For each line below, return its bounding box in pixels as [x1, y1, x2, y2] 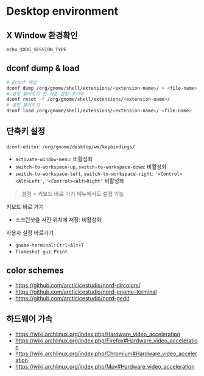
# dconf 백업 [6, 79, 37, 85]
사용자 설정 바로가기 [6, 229, 54, 236]
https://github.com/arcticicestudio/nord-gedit [15, 294, 130, 302]
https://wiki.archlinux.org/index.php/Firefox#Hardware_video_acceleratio [15, 337, 198, 344]
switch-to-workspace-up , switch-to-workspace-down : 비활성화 [15, 163, 167, 170]
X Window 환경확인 [6, 30, 78, 40]
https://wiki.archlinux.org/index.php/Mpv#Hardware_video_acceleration [15, 363, 195, 370]
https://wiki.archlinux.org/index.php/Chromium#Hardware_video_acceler [15, 350, 198, 357]
